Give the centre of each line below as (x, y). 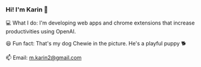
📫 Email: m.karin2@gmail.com (44, 58)
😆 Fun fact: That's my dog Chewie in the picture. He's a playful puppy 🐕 (96, 44)
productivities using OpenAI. (41, 32)
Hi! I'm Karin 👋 (27, 10)
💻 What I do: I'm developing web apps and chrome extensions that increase (100, 23)
